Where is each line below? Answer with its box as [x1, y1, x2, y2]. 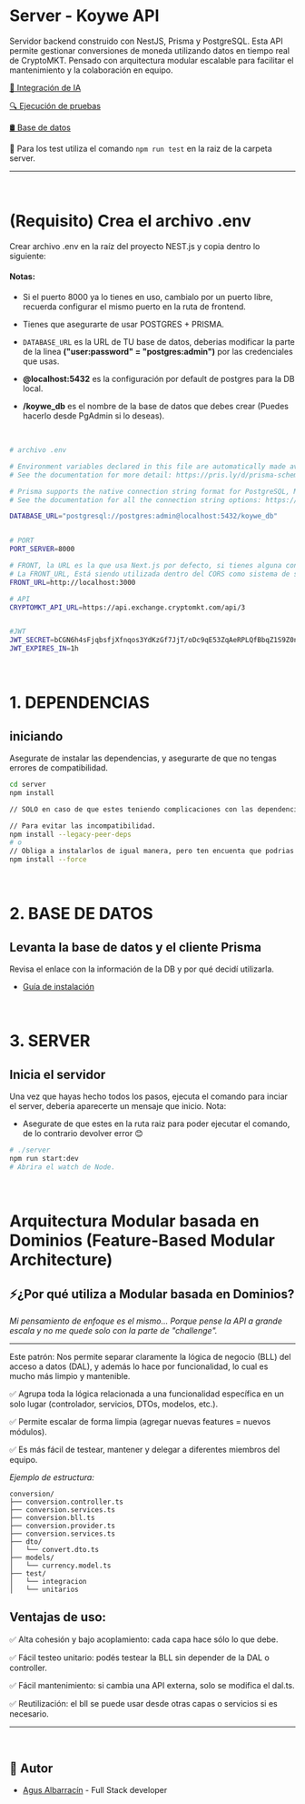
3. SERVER [9, 1031, 91, 1052]
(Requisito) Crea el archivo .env [9, 211, 251, 232]
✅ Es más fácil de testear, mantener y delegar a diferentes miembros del [9, 1444, 280, 1455]
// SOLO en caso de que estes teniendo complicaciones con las [9, 804, 254, 814]
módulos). [9, 1426, 47, 1437]
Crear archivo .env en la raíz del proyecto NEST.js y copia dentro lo [9, 240, 261, 251]
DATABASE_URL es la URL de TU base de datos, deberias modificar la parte [22, 337, 295, 348]
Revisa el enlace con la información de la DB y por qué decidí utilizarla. [9, 963, 275, 974]
